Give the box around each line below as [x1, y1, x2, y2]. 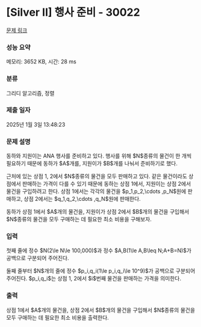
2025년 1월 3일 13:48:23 [6, 121, 66, 128]
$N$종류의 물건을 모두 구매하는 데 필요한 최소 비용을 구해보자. [6, 215, 152, 223]
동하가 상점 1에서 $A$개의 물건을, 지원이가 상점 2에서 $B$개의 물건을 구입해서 [6, 208, 190, 215]
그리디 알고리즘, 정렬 [6, 89, 55, 97]
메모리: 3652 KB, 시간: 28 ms [6, 58, 76, 65]
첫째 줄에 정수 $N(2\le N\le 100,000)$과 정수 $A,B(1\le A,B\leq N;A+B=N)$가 [6, 247, 191, 254]
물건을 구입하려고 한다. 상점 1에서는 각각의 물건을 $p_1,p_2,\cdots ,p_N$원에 [6, 188, 187, 195]
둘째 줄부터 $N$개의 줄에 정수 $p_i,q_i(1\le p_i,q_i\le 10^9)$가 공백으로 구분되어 [6, 267, 196, 275]
